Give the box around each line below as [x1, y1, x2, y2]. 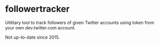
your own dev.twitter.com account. [5, 24, 76, 30]
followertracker [5, 3, 70, 15]
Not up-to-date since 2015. [5, 34, 60, 40]
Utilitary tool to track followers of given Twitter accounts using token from [5, 20, 155, 25]
